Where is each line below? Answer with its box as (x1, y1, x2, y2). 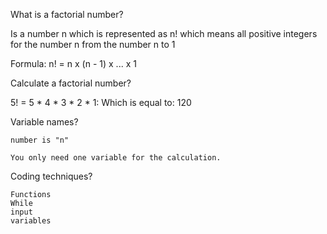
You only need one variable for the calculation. (10, 153, 222, 163)
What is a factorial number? (10, 9, 124, 20)
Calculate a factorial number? (10, 77, 132, 89)
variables (10, 216, 52, 226)
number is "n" (10, 135, 70, 145)
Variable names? (10, 116, 79, 128)
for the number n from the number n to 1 (10, 39, 176, 50)
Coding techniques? (10, 170, 93, 182)
